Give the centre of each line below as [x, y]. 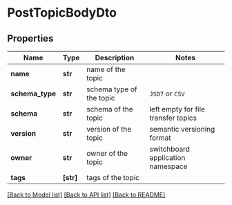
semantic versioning [182, 129]
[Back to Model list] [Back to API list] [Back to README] [86, 195]
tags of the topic [113, 178]
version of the [109, 129]
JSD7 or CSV [167, 93]
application [167, 158]
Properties [30, 38]
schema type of [112, 89]
